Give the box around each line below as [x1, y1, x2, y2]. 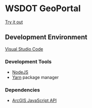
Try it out [5, 19, 23, 25]
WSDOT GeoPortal [5, 3, 81, 14]
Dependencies [5, 86, 40, 93]
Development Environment [5, 33, 88, 41]
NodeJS [12, 69, 29, 75]
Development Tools [5, 58, 52, 65]
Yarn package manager [12, 74, 59, 80]
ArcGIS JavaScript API [12, 98, 57, 104]
